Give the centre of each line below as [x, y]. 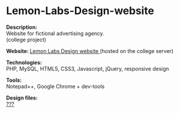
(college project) [26, 39]
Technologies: [24, 62]
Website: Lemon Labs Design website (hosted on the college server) [90, 51]
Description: [22, 27]
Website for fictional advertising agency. [55, 33]
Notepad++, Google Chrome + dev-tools [56, 86]
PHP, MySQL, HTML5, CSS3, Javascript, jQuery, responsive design [88, 68]
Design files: [22, 98]
